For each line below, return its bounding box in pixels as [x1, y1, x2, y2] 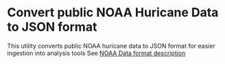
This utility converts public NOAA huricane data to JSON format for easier [7, 42, 216, 50]
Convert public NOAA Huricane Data [7, 5, 219, 20]
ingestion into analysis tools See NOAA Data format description [7, 49, 186, 57]
